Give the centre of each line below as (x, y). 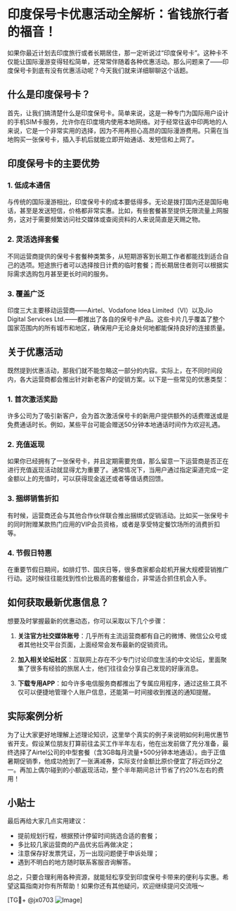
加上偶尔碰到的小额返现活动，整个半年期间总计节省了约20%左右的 (122, 770)
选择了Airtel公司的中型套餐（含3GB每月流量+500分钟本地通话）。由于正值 (119, 752)
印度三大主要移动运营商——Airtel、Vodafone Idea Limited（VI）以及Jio (110, 311)
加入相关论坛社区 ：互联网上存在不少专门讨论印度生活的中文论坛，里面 (119, 659)
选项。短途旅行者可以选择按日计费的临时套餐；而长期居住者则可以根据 (121, 265)
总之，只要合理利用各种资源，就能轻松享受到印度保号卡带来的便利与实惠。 (115, 877)
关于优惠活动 (35, 352)
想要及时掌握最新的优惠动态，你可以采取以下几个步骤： (87, 621)
